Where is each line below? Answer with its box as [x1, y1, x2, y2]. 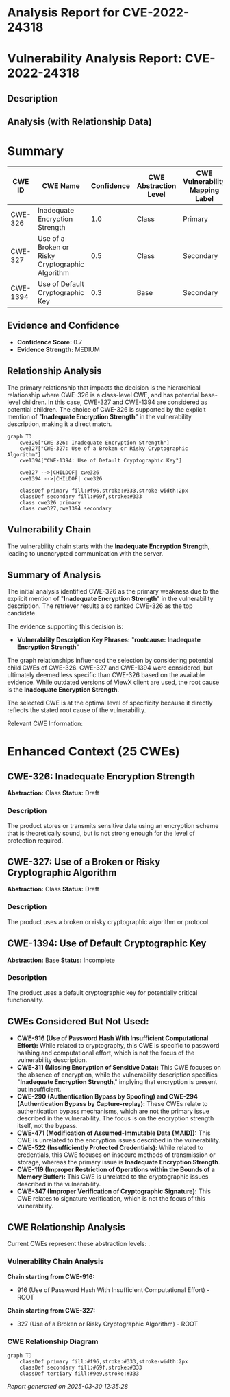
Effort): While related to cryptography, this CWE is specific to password [16, 1041, 220, 1049]
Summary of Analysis [7, 569, 101, 580]
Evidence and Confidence [7, 320, 120, 331]
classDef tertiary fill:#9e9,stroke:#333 [19, 1370, 139, 1377]
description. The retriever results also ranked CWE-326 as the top [7, 602, 193, 610]
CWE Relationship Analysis [7, 1221, 125, 1233]
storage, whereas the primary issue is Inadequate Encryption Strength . [16, 1158, 220, 1166]
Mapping [189, 185, 220, 195]
